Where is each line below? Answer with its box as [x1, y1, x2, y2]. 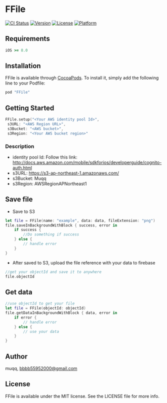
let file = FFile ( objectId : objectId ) [5, 306, 86, 311]
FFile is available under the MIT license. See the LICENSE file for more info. [5, 393, 160, 399]
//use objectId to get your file [5, 301, 75, 306]
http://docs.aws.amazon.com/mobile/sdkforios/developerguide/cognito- [12, 159, 162, 165]
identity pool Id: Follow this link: [12, 154, 77, 160]
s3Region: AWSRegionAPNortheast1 [12, 180, 87, 186]
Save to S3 [12, 208, 35, 214]
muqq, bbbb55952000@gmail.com [5, 365, 77, 371]
